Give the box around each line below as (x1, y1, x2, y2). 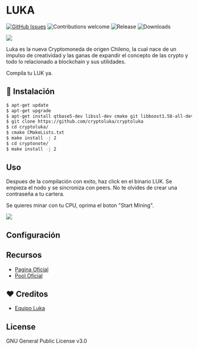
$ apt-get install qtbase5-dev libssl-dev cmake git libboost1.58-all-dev (6, 113, 194, 119)
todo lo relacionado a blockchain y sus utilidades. (6, 58, 126, 65)
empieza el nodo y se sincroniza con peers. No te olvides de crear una (6, 184, 178, 192)
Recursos (6, 250, 42, 260)
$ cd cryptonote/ (6, 140, 49, 146)
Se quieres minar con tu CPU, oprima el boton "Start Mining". (6, 202, 154, 209)
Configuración (6, 230, 61, 240)
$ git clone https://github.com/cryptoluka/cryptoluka (6, 118, 144, 124)
